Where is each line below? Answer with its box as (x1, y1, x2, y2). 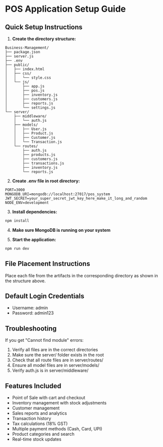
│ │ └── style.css (5, 75, 51, 80)
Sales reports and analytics (12, 410, 67, 416)
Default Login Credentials (5, 292, 84, 300)
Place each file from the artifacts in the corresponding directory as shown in (5, 272, 159, 278)
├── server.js (5, 54, 34, 59)
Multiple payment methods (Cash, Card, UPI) (12, 426, 102, 431)
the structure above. (5, 278, 46, 284)
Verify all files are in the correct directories (12, 347, 99, 353)
